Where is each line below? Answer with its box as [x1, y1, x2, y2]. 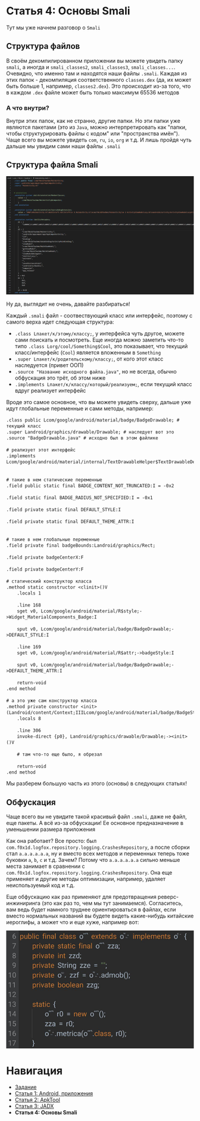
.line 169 [17, 644, 42, 650]
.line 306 [17, 728, 42, 734]
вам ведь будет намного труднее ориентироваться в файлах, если [6, 906, 176, 913]
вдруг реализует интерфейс [14, 387, 86, 395]
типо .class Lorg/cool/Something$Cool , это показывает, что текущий [14, 343, 188, 350]
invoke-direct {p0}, [17, 734, 68, 740]
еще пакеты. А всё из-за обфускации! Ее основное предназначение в [6, 819, 183, 826]
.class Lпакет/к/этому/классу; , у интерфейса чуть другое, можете [14, 330, 185, 337]
